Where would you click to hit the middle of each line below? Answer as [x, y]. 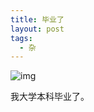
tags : [21, 38]
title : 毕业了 [37, 19]
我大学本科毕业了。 [50, 97]
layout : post [37, 29]
